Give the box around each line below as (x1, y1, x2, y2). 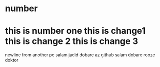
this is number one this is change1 (5, 25, 146, 37)
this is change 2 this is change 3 (5, 36, 138, 47)
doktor (5, 57, 19, 63)
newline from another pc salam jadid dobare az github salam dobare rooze (5, 52, 155, 58)
